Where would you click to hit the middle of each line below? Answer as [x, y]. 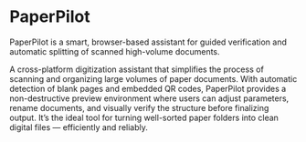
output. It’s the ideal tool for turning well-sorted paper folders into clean [144, 117]
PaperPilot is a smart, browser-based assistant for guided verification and [148, 42]
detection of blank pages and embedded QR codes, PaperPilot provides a [148, 88]
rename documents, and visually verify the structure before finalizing [139, 107]
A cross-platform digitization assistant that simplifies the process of [137, 69]
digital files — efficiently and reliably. [79, 127]
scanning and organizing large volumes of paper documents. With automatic [153, 78]
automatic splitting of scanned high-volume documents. [115, 51]
